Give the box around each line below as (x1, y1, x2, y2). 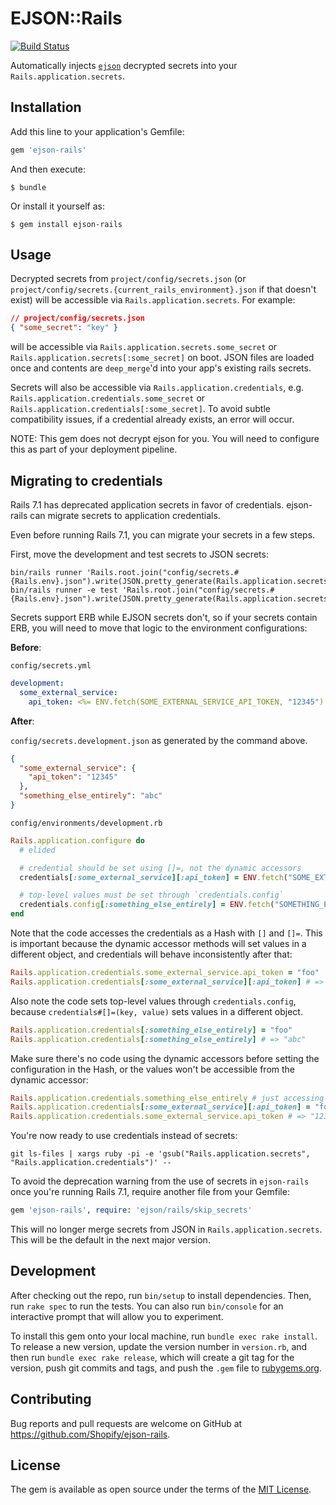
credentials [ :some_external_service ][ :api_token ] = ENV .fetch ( (19, 872, 288, 882)
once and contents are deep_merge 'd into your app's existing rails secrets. (10, 362, 312, 374)
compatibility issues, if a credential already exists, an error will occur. (10, 413, 295, 426)
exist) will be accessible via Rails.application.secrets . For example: (10, 294, 296, 306)
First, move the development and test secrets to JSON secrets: (10, 548, 269, 560)
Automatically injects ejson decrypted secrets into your (10, 59, 238, 71)
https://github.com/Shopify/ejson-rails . (10, 1428, 171, 1440)
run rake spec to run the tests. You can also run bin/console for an (10, 1300, 284, 1312)
